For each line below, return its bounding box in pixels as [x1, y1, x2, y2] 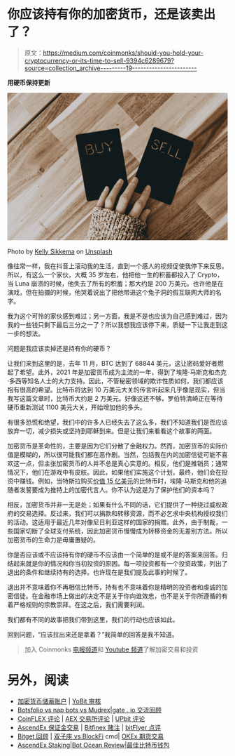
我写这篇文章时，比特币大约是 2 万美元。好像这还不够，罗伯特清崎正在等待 [7, 394, 223, 402]
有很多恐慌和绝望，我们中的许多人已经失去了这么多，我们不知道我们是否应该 [7, 418, 228, 426]
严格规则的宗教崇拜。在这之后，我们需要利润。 [13, 600, 148, 609]
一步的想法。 [7, 329, 44, 338]
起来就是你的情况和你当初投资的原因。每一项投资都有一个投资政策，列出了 [13, 559, 228, 567]
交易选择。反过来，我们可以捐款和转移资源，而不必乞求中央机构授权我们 [19, 509, 228, 517]
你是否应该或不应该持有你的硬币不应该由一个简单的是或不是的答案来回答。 [7, 550, 222, 559]
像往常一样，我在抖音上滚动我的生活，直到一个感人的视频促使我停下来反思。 [7, 261, 228, 270]
